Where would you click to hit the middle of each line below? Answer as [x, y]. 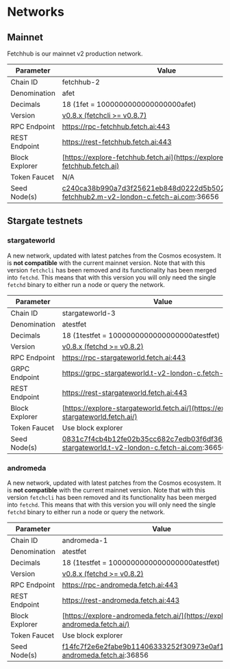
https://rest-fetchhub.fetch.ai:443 [117, 142]
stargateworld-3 [89, 313]
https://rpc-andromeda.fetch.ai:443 [120, 585]
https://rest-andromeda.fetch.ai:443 [121, 600]
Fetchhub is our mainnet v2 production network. [75, 53]
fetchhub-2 [81, 82]
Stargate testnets [45, 221]
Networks [36, 12]
